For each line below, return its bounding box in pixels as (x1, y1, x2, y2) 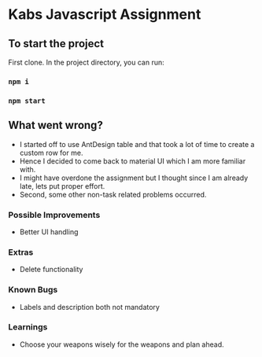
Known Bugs (8, 285, 58, 296)
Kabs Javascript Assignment (8, 6, 201, 24)
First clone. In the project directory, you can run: (8, 57, 164, 67)
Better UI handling (19, 226, 79, 237)
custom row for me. (19, 148, 83, 157)
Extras (8, 246, 34, 257)
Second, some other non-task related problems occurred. (19, 190, 207, 199)
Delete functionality (19, 265, 83, 274)
